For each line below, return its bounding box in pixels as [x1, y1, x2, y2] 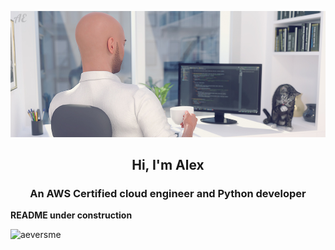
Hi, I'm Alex [131, 156, 205, 173]
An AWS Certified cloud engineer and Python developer [29, 186, 307, 200]
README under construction [10, 209, 133, 221]
